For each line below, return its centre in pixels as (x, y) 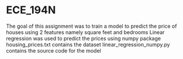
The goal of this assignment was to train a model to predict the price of (91, 26)
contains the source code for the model (53, 50)
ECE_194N (31, 10)
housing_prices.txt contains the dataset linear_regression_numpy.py (88, 45)
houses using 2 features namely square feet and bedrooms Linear (85, 32)
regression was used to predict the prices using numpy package (84, 38)
